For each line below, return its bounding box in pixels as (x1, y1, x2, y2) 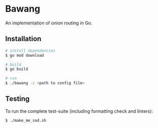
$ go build (5, 67, 28, 72)
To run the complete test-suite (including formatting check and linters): (5, 108, 153, 114)
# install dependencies (5, 48, 56, 53)
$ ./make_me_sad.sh (5, 118, 47, 123)
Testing (5, 94, 30, 103)
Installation (5, 35, 42, 43)
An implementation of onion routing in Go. (5, 20, 93, 26)
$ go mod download (5, 53, 44, 58)
